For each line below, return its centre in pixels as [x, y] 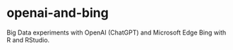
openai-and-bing [58, 13]
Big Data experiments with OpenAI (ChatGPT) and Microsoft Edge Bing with [116, 32]
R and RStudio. [28, 39]
